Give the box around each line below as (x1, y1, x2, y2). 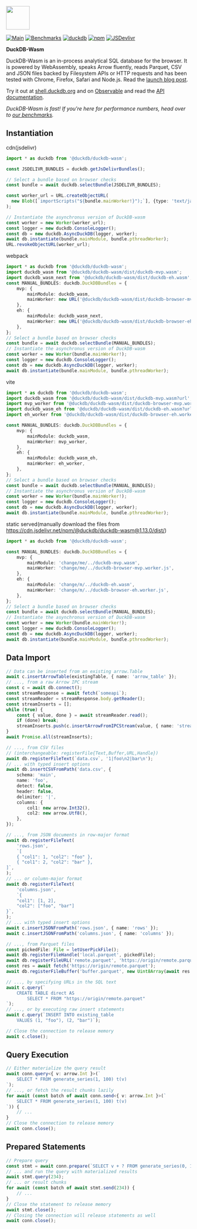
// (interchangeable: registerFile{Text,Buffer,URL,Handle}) (6, 750, 159, 756)
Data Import (6, 653, 51, 663)
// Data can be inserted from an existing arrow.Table (6, 668, 143, 674)
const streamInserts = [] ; (6, 701, 72, 707)
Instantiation (6, 128, 54, 138)
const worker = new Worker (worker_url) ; (6, 220, 107, 226)
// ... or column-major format (6, 876, 83, 882)
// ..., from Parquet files (6, 941, 75, 947)
